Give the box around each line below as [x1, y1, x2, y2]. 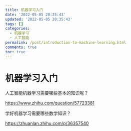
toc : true [5, 49, 26, 54]
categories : [5, 26, 30, 31]
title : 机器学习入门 [5, 7, 43, 13]
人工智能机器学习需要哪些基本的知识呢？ [5, 90, 88, 96]
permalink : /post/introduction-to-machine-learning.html [5, 40, 126, 45]
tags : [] [5, 21, 23, 27]
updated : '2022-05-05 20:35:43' [5, 17, 72, 22]
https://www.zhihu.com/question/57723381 [5, 100, 95, 106]
